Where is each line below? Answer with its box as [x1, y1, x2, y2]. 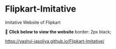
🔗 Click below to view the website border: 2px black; [5, 29, 112, 34]
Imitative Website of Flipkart [5, 19, 61, 25]
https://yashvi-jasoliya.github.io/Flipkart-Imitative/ [5, 38, 105, 44]
